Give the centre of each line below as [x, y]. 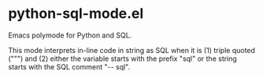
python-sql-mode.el [76, 14]
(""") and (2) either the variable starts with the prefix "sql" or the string [123, 58]
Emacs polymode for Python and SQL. [70, 35]
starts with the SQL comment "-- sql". [69, 66]
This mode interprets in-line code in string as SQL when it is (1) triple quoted [132, 50]
